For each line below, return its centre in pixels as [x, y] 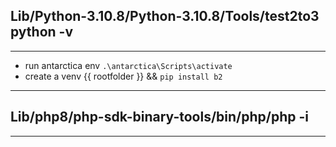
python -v [42, 32]
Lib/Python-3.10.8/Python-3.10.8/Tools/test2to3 [165, 16]
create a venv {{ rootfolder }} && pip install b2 [123, 76]
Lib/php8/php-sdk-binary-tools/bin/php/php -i [159, 117]
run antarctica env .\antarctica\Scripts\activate [128, 65]
